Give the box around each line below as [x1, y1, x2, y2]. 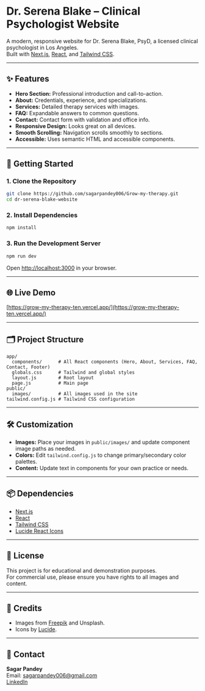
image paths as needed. [15, 445, 76, 452]
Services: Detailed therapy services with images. [15, 102, 140, 110]
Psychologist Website [6, 17, 120, 31]
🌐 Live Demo [6, 287, 56, 298]
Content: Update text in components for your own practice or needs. [15, 464, 189, 471]
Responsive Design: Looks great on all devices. [15, 122, 136, 129]
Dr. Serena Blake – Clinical [6, 4, 141, 18]
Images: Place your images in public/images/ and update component [15, 438, 190, 446]
